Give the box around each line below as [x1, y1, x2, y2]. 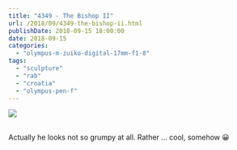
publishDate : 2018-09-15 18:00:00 [8, 27, 125, 35]
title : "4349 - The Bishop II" [8, 11, 114, 20]
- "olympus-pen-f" [15, 86, 78, 95]
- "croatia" [15, 79, 57, 87]
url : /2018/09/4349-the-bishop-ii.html [8, 19, 143, 27]
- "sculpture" [15, 65, 63, 73]
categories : [8, 42, 49, 50]
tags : [8, 57, 27, 65]
